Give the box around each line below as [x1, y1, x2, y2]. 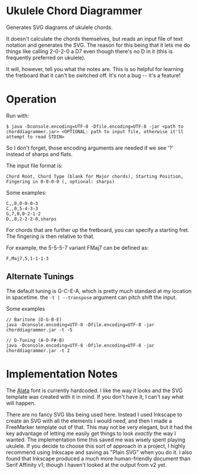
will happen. [6, 399, 36, 407]
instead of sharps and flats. [6, 150, 73, 157]
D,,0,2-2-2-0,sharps [6, 216, 57, 222]
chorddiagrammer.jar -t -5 [6, 327, 73, 333]
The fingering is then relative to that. [6, 233, 95, 240]
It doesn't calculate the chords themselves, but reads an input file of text [6, 35, 183, 42]
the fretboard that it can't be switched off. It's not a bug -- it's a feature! [6, 72, 181, 79]
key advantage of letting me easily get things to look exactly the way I [6, 430, 176, 437]
